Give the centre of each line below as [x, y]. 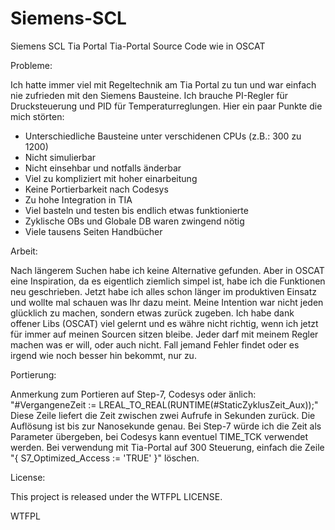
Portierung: [33, 374]
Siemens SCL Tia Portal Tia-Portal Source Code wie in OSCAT [138, 46]
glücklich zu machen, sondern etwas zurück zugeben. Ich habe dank [152, 313]
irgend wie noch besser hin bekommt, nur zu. [103, 355]
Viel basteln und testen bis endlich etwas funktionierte [136, 210]
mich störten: [37, 116]
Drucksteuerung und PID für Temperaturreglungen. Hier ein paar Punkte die [166, 106]
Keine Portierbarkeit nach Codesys [96, 189]
